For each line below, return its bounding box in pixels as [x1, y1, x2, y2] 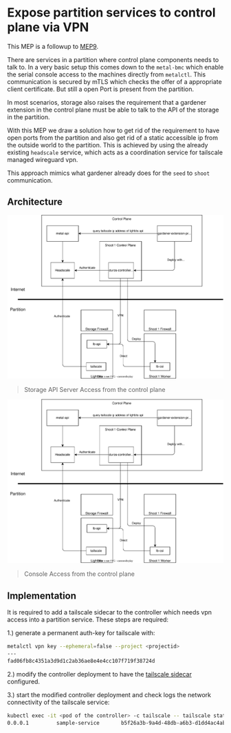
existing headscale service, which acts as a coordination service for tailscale [7, 148, 223, 156]
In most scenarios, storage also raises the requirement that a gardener [7, 98, 206, 106]
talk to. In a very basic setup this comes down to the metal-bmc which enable [7, 63, 224, 71]
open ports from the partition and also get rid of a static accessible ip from [7, 133, 219, 142]
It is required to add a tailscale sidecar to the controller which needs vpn [7, 608, 212, 617]
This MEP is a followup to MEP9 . [7, 42, 98, 50]
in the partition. [7, 112, 50, 121]
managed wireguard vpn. [7, 155, 78, 163]
